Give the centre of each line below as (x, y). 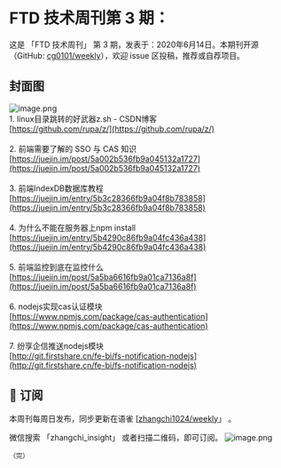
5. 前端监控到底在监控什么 (56, 266)
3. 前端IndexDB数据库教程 (56, 188)
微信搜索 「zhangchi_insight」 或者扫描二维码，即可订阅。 (116, 437)
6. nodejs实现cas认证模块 (56, 306)
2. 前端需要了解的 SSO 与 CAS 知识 (73, 148)
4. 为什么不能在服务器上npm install (72, 227)
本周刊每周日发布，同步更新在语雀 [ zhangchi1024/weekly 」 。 (123, 418)
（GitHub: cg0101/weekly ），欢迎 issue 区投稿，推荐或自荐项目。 (127, 55)
